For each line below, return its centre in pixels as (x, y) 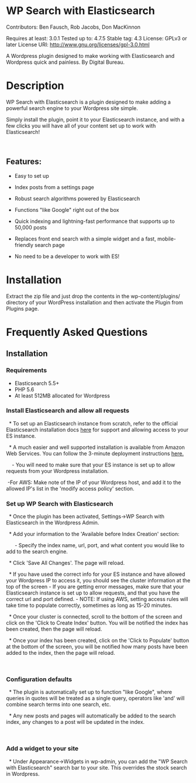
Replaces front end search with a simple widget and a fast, (85, 239)
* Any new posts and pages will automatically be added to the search (92, 716)
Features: (24, 162)
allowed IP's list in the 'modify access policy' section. (70, 488)
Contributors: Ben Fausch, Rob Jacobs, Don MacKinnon (73, 27)
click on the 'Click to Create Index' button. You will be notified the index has (97, 623)
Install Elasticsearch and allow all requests (68, 411)
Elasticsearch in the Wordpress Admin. (53, 523)
